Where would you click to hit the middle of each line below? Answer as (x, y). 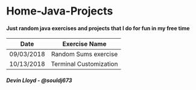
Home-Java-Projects (60, 11)
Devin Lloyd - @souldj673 (39, 80)
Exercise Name (84, 44)
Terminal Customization (84, 64)
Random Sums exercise (84, 54)
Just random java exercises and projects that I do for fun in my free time (98, 28)
